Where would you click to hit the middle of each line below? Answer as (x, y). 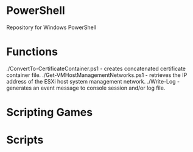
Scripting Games (50, 112)
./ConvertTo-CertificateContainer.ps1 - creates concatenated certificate (96, 68)
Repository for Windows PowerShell (51, 27)
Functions (32, 52)
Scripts (25, 140)
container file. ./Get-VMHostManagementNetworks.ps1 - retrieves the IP (97, 75)
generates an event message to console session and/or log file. (86, 88)
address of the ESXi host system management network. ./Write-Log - (93, 81)
